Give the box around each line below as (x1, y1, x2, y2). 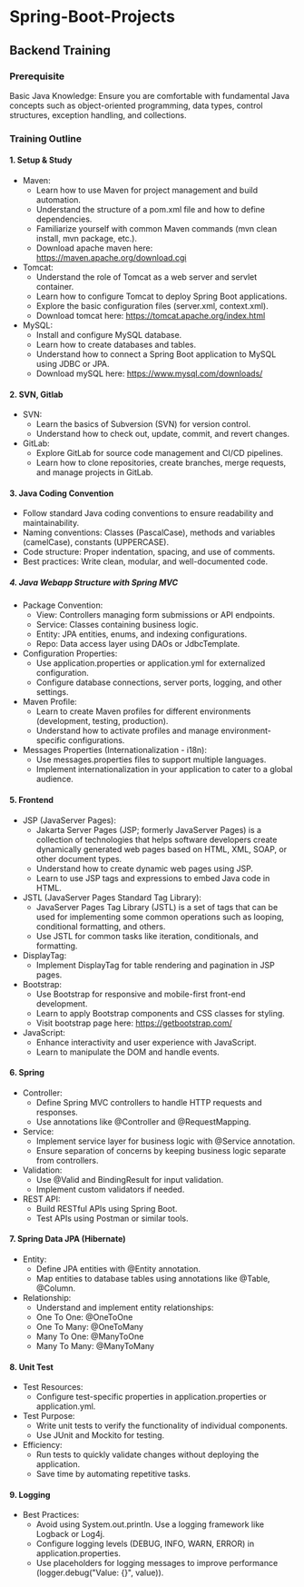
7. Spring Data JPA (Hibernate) (9, 1234, 126, 1245)
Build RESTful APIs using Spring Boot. (35, 1203, 178, 1214)
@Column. (35, 1283, 75, 1294)
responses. (35, 1106, 79, 1117)
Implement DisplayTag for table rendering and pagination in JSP (35, 959, 275, 970)
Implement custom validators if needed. (35, 1184, 185, 1195)
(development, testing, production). (35, 716, 169, 727)
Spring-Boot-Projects (9, 6, 175, 27)
